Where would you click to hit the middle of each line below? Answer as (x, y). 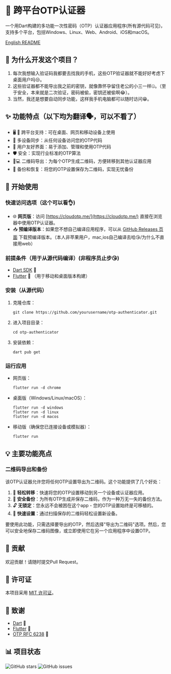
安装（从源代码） (26, 291)
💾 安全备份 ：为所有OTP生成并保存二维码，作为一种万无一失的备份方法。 (89, 499)
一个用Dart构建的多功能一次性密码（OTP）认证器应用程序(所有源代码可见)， (85, 26)
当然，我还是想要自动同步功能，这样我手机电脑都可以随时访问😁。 (82, 99)
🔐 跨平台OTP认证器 (45, 11)
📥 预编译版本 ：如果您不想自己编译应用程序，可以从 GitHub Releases (85, 229)
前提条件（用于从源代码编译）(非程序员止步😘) (62, 258)
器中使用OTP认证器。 (35, 223)
